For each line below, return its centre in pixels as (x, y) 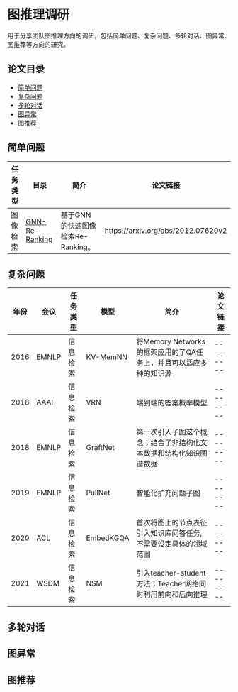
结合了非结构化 (175, 443)
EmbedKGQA (108, 538)
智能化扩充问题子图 (168, 493)
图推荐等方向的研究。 (38, 44)
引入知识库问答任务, (169, 533)
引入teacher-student (171, 573)
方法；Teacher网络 (168, 584)
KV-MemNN (107, 357)
